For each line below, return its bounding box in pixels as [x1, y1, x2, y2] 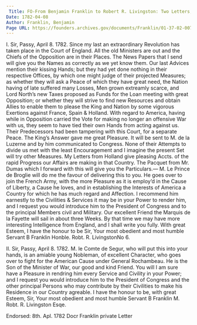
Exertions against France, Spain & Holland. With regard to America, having [6, 110, 185, 117]
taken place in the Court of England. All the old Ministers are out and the [6, 47, 181, 54]
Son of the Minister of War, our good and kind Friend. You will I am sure [6, 264, 178, 271]
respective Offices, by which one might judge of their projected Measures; [6, 72, 186, 79]
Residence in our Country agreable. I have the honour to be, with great [6, 289, 176, 296]
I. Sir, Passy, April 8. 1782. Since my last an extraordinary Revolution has [6, 41, 180, 48]
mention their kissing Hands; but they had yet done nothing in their [6, 66, 167, 73]
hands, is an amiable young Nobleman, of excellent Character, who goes [6, 251, 181, 258]
